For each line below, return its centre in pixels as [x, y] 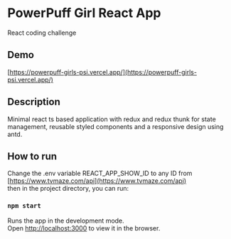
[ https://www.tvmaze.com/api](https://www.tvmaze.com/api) [97, 181]
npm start [24, 206]
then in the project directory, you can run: [68, 189]
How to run [32, 156]
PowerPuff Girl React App [84, 13]
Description [34, 102]
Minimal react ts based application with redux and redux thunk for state [112, 119]
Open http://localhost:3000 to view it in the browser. [84, 228]
